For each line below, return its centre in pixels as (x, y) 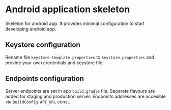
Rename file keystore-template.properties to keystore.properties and (80, 57)
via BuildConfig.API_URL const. (38, 102)
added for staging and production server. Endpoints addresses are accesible (86, 96)
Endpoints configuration (45, 79)
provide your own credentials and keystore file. (54, 63)
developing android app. (31, 29)
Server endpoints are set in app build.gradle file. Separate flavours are (80, 91)
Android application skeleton (68, 9)
